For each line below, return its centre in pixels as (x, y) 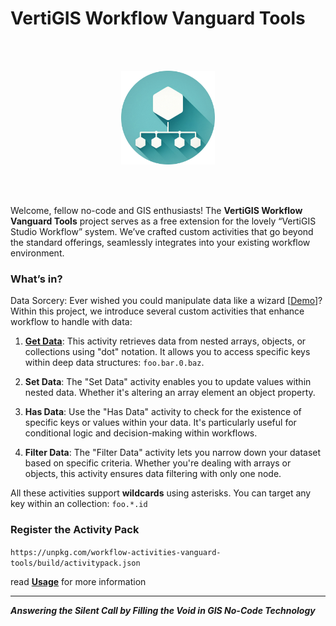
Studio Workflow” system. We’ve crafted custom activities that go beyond (162, 231)
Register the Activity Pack (75, 530)
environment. (37, 253)
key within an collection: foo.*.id (79, 504)
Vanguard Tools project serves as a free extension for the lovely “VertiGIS (163, 221)
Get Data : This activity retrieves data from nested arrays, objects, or (165, 341)
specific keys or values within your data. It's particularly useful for (160, 423)
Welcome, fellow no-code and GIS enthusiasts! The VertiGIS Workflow (156, 210)
